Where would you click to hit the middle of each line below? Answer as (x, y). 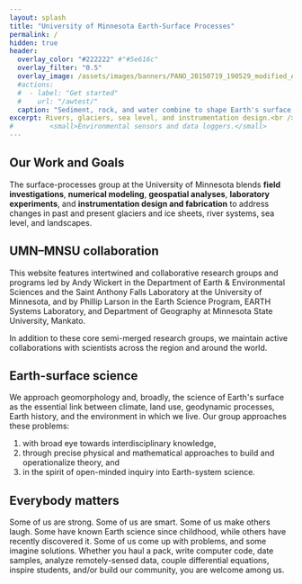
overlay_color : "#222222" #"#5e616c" (88, 59)
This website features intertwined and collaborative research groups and (144, 273)
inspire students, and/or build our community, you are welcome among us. (147, 570)
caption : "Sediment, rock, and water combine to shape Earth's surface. (156, 110)
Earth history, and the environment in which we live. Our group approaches (148, 417)
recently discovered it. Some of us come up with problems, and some (138, 542)
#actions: (36, 85)
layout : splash (38, 18)
